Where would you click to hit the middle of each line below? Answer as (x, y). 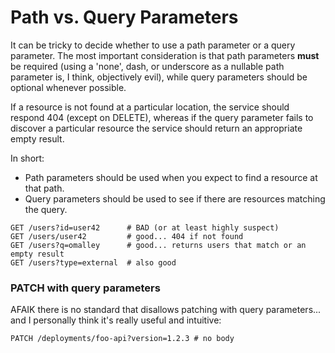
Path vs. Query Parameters (124, 17)
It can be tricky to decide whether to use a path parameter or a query (153, 45)
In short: (27, 158)
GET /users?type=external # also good (93, 262)
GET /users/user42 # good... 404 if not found (127, 236)
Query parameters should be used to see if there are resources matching (175, 198)
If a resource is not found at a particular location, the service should (150, 107)
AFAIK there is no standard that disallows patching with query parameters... (166, 310)
